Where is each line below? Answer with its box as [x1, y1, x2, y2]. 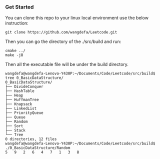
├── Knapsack [5, 101, 32, 107]
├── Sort [5, 123, 23, 128]
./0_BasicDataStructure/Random [5, 145, 70, 150]
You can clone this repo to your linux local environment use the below [5, 15, 149, 21]
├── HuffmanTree [5, 97, 39, 102]
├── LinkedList [5, 106, 37, 111]
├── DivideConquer [5, 84, 43, 89]
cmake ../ [5, 48, 26, 53]
